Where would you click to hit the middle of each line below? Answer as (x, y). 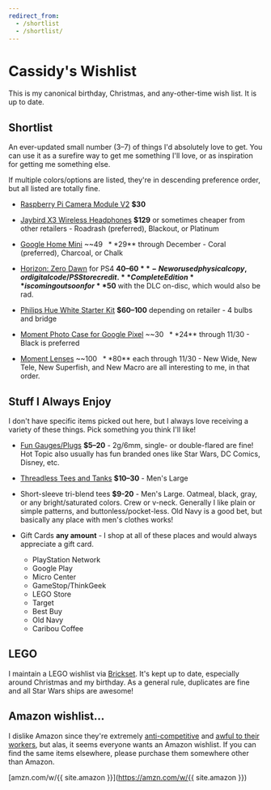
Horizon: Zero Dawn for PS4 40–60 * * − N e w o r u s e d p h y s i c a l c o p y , (133, 269)
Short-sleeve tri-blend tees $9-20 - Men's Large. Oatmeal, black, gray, (138, 493)
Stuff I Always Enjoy (60, 401)
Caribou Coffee (58, 628)
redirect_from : (34, 16)
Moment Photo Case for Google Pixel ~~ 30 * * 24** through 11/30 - (135, 335)
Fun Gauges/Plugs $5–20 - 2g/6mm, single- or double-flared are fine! (137, 445)
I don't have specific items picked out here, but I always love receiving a (129, 421)
